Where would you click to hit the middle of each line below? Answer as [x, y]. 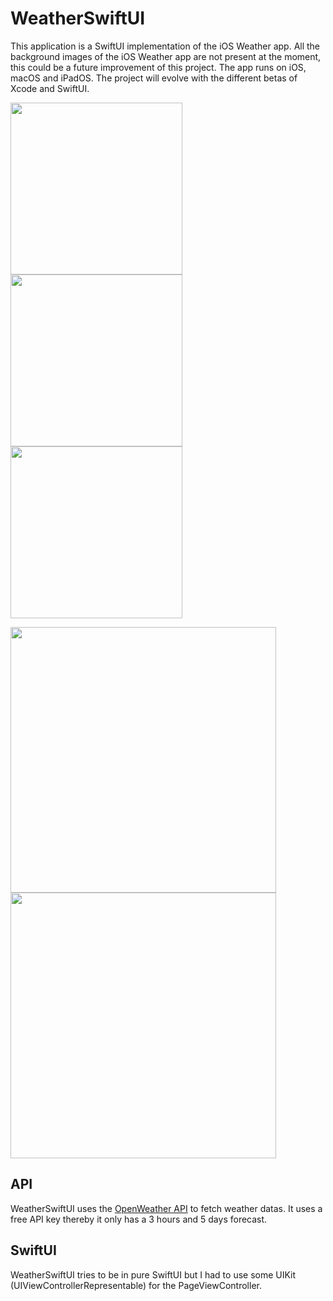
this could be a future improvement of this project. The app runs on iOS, [158, 67]
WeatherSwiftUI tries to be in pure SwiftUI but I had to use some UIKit [153, 1274]
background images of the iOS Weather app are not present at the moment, [166, 56]
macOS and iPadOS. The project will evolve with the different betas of [154, 78]
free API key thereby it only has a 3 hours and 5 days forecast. [139, 1219]
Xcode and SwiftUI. [50, 88]
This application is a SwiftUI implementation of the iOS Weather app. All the [165, 46]
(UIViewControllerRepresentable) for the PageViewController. [136, 1285]
